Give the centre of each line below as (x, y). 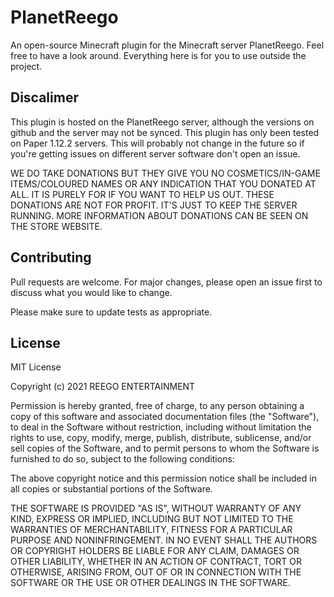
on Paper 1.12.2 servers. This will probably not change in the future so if (157, 143)
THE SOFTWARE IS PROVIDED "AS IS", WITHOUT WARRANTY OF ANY (156, 508)
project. (26, 66)
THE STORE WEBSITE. (56, 226)
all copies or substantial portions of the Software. (111, 489)
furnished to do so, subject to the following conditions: (122, 459)
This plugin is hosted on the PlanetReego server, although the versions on (162, 122)
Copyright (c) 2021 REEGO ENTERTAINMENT (103, 387)
